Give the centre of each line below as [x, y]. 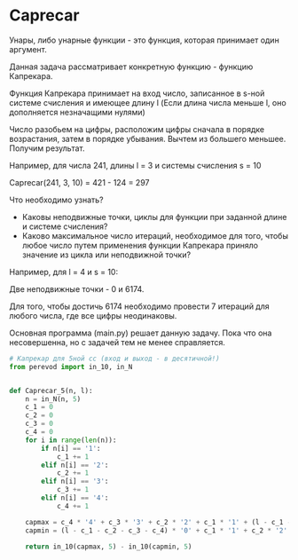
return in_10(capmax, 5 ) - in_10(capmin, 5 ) [109, 547]
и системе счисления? [65, 226]
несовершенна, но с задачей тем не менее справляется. [118, 342]
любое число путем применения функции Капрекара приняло [140, 245]
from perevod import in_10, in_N [71, 367]
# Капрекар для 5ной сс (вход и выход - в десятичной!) [114, 359]
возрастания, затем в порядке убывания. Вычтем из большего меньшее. [148, 138]
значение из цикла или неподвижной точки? [106, 255]
